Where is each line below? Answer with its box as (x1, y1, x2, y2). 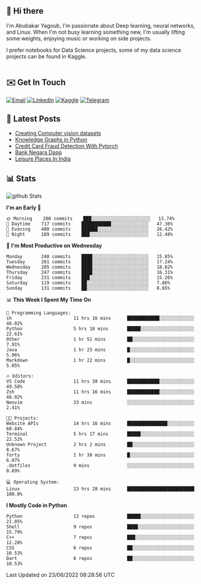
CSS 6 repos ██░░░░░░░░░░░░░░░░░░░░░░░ (6, 545, 195, 551)
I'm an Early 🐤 (6, 204, 41, 211)
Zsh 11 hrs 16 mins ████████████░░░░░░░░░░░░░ (6, 389, 195, 395)
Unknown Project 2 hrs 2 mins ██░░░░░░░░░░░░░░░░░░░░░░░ (6, 441, 195, 448)
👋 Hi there (6, 6, 44, 16)
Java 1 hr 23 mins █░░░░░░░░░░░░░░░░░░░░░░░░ (6, 347, 195, 353)
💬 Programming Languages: (6, 310, 71, 316)
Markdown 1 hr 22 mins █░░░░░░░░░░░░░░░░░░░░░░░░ (6, 357, 195, 364)
